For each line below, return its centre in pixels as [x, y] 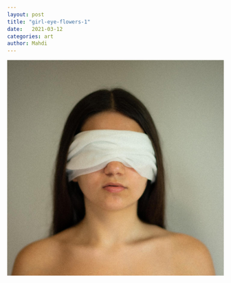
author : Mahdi [27, 44]
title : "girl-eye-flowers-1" [49, 22]
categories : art [30, 36]
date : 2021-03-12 [35, 29]
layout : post [26, 14]
